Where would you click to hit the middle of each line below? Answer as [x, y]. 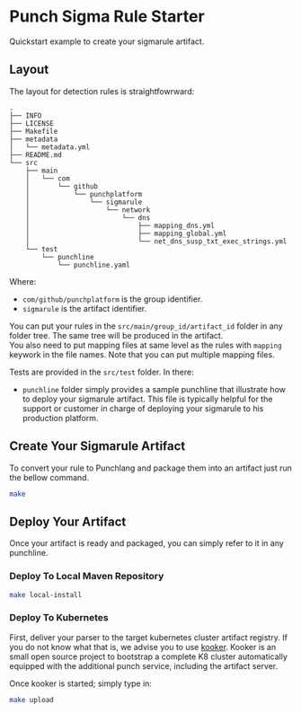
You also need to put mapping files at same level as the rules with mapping [146, 345]
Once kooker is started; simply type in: [81, 683]
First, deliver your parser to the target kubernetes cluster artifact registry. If [148, 637]
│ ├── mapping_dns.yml [120, 225]
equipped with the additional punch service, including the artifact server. [144, 665]
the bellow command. [49, 477]
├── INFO [26, 115]
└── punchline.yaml [93, 265]
